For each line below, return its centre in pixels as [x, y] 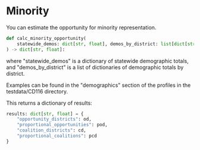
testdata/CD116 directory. [37, 91]
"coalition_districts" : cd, [51, 130]
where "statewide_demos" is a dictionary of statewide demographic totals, [98, 61]
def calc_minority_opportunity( [46, 38]
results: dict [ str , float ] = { [45, 114]
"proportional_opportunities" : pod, [62, 125]
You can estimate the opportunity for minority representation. [81, 27]
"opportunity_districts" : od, [54, 119]
